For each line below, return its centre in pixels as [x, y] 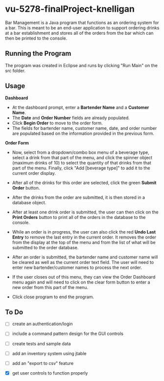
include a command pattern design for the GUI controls [68, 333]
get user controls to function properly [50, 373]
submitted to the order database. [45, 247]
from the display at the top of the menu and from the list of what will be [84, 242]
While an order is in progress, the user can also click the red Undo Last [84, 232]
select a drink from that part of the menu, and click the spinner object [82, 157]
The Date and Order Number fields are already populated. [71, 118]
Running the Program [38, 54]
